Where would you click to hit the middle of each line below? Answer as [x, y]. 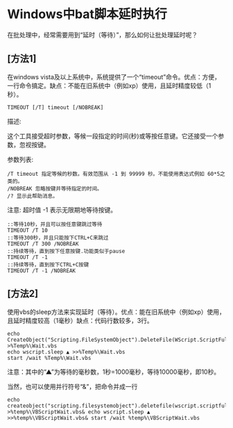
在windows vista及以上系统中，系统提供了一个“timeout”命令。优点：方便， [114, 76]
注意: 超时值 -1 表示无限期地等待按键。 [62, 210]
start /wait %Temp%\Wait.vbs [49, 358]
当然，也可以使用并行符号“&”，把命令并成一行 [72, 386]
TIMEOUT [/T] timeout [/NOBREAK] [55, 107]
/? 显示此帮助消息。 [33, 196]
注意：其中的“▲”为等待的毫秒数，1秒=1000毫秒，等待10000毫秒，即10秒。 [114, 372]
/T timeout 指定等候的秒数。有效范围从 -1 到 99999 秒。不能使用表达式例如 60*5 [114, 174]
